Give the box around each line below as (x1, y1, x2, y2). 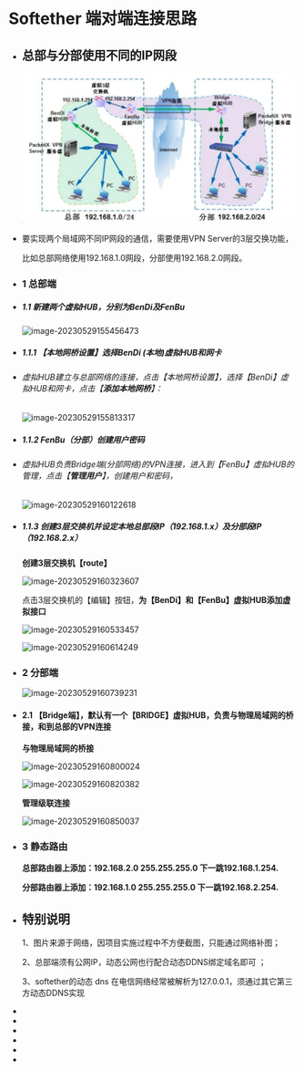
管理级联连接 (21, 797, 70, 808)
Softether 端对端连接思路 (8, 8, 198, 29)
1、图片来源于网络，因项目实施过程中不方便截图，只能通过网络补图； (21, 937, 281, 949)
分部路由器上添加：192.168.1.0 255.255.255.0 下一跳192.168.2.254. (21, 882, 279, 893)
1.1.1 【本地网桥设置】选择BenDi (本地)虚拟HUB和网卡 (21, 348, 222, 359)
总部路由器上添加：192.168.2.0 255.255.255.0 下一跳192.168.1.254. (21, 863, 279, 874)
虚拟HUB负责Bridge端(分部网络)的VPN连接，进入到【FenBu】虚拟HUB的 (21, 459, 295, 470)
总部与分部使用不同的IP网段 (21, 47, 177, 63)
